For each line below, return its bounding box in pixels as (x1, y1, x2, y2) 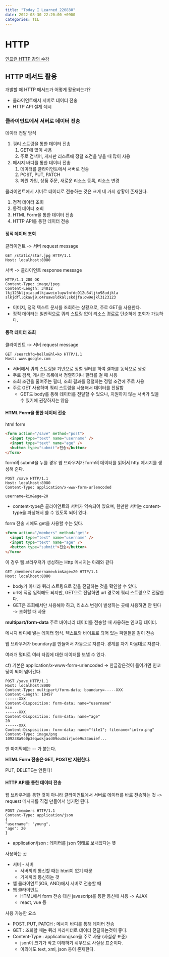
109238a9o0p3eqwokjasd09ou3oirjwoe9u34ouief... (5, 736, 107, 741)
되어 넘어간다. (14, 668, 42, 674)
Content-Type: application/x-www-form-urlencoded (5, 485, 112, 490)
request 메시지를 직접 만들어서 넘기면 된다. (5, 798, 90, 804)
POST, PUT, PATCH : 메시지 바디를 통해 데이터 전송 (12, 921, 115, 927)
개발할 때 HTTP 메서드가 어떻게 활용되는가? (5, 86, 91, 93)
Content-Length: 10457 (5, 691, 53, 697)
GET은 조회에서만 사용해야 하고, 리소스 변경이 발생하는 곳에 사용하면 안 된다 (12, 602, 161, 608)
